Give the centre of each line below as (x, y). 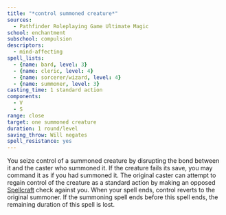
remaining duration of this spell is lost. (61, 205)
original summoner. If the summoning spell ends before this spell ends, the (113, 197)
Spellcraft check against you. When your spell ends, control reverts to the (111, 190)
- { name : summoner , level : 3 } (56, 84)
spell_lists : (26, 58)
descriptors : (26, 45)
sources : (20, 20)
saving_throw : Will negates (47, 135)
